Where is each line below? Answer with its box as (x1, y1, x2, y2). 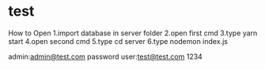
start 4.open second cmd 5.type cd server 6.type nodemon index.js (8, 36, 228, 45)
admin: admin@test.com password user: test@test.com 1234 (8, 52, 203, 61)
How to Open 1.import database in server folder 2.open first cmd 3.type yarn (8, 28, 258, 38)
